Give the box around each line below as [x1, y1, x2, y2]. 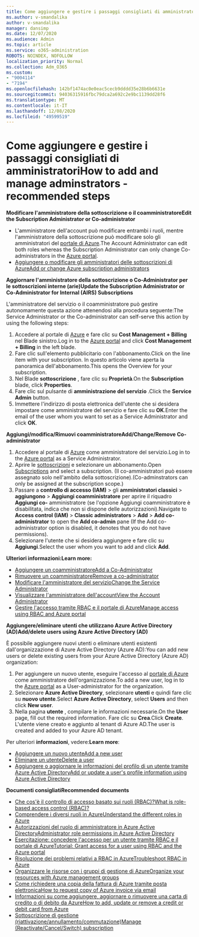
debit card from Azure [14, 906, 69, 913]
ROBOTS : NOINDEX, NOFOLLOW [6, 53, 73, 59]
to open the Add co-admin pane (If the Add [50, 518, 157, 526]
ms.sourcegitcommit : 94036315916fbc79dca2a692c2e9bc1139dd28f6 [6, 91, 166, 97]
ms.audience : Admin [6, 36, 54, 42]
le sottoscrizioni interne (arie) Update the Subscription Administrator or [6, 283, 185, 290]
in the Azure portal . [51, 252, 98, 259]
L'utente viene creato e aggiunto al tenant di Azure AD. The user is [14, 721, 175, 728]
